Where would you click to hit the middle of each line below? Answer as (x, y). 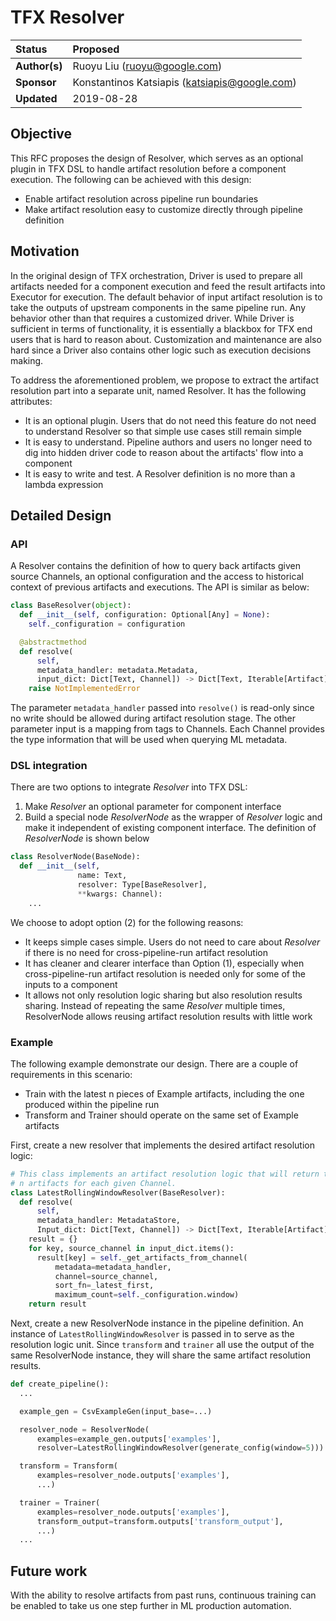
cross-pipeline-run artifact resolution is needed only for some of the (165, 973)
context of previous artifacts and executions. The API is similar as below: (160, 587)
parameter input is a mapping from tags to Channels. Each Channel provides (167, 729)
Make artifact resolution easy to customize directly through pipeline (163, 209)
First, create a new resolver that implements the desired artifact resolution (163, 1145)
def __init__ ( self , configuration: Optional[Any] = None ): (145, 615)
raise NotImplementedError (84, 689)
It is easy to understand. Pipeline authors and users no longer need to (168, 442)
